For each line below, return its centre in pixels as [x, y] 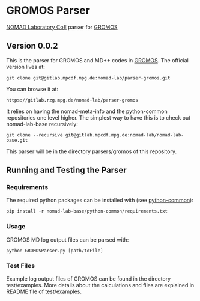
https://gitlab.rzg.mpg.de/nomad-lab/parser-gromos [72, 100]
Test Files [20, 266]
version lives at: [26, 67]
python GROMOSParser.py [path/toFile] [55, 251]
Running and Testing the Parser [67, 170]
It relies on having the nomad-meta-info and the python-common [87, 111]
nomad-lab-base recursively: [42, 124]
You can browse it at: [32, 89]
